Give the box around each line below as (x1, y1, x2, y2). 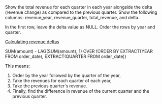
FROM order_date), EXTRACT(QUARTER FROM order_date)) (5, 53, 127, 59)
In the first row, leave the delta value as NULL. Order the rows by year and (5, 24, 155, 30)
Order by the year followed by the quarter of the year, (12, 73, 121, 78)
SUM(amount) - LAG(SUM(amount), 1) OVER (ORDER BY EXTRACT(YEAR (5, 49, 153, 54)
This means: (5, 63, 31, 69)
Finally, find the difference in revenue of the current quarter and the (12, 88, 149, 94)
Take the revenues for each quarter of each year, (12, 78, 112, 83)
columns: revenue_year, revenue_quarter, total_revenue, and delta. (5, 15, 140, 20)
